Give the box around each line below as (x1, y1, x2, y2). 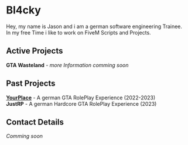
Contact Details (6, 117, 64, 127)
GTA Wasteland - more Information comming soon (6, 61, 129, 68)
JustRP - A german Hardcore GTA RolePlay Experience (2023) (6, 100, 157, 107)
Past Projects (6, 78, 56, 88)
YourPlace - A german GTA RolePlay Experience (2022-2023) (6, 94, 156, 101)
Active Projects (6, 46, 63, 56)
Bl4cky (6, 4, 41, 17)
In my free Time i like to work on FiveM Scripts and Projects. (6, 29, 151, 36)
